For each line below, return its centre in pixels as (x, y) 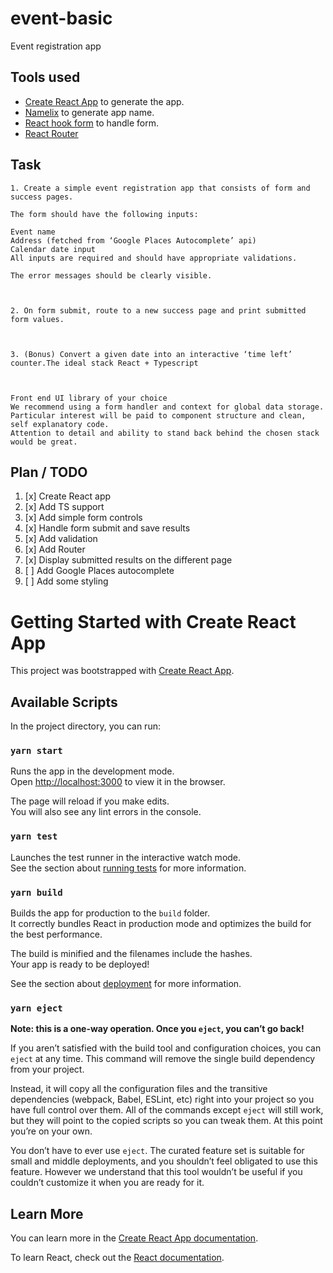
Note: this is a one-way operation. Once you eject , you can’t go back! (157, 1029)
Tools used (45, 77)
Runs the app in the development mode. (92, 771)
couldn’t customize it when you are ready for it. (107, 1183)
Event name (33, 232)
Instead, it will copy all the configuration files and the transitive (139, 1089)
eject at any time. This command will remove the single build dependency (163, 1059)
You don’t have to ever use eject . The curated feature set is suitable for (157, 1151)
